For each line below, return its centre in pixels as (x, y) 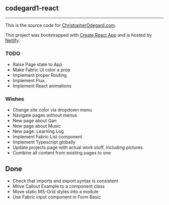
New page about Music (37, 126)
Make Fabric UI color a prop (41, 70)
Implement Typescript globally (44, 142)
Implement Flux (28, 81)
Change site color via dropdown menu (52, 110)
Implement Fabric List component (47, 137)
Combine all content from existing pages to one (62, 153)
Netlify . (13, 40)
